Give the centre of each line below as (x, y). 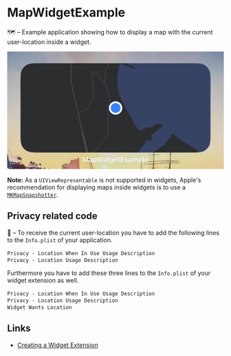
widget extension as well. (43, 280)
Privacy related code (52, 216)
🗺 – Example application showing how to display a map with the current (110, 32)
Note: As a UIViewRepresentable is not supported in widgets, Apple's (104, 180)
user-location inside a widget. (49, 42)
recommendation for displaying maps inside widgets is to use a (97, 187)
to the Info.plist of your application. (60, 240)
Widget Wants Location (40, 307)
